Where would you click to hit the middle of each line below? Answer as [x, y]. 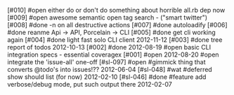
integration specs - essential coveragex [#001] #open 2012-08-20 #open [113, 54]
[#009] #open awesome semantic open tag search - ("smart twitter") [108, 17]
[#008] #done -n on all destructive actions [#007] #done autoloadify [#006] [117, 25]
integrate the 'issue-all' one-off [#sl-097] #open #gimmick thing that [106, 62]
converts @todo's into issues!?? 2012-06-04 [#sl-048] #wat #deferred [110, 70]
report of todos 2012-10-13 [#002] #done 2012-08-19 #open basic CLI [109, 47]
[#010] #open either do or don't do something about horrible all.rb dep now [116, 10]
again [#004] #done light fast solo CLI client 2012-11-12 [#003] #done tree [115, 40]
